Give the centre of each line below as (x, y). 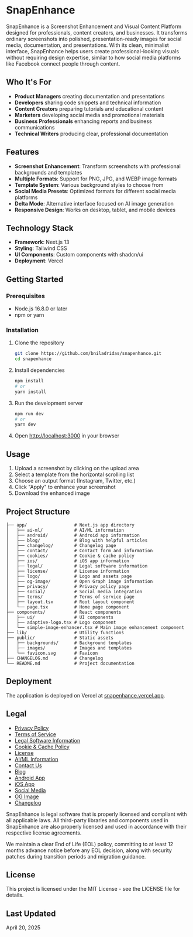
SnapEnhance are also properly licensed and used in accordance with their (96, 826)
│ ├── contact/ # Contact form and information (80, 550)
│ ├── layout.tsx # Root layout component (70, 602)
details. (15, 895)
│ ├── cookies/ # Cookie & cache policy (70, 556)
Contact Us (28, 765)
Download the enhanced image (52, 493)
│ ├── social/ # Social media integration (74, 591)
